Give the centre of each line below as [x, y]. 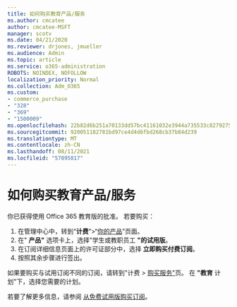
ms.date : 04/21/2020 [38, 40]
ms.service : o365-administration [56, 66]
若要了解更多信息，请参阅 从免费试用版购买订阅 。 [79, 296]
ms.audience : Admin [36, 54]
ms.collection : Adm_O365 [44, 86]
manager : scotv [30, 34]
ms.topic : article [34, 60]
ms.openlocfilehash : [38, 125]
